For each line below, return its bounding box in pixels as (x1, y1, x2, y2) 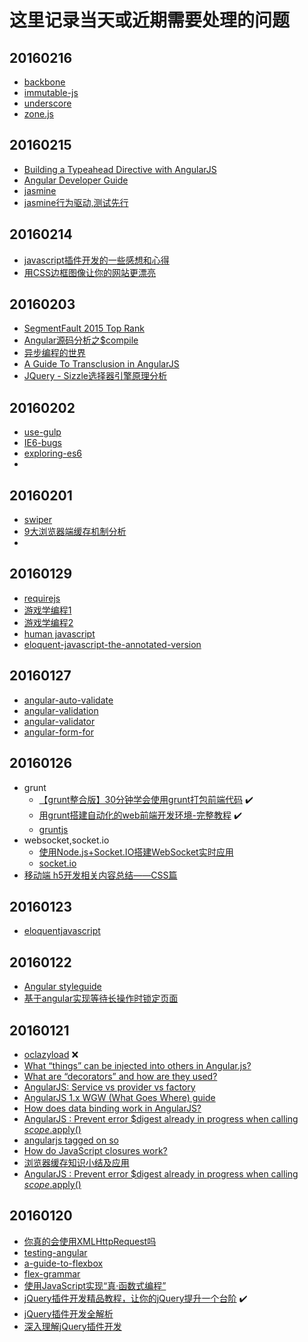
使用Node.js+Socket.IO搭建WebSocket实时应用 (38, 846, 234, 858)
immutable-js (23, 87, 79, 98)
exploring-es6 (23, 447, 82, 460)
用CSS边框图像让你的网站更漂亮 (23, 266, 156, 278)
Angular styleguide (23, 981, 102, 993)
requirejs (23, 592, 61, 604)
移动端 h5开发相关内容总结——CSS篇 (23, 869, 178, 881)
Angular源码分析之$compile (23, 334, 139, 346)
